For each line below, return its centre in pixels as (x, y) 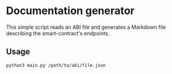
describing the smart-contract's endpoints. (58, 33)
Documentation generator (70, 11)
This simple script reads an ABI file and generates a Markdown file (86, 27)
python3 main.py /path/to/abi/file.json (56, 65)
